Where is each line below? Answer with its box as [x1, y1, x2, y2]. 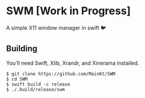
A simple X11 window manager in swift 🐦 [6, 24, 107, 31]
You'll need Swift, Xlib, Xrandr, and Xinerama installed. [6, 59, 140, 67]
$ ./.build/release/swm [6, 86, 65, 93]
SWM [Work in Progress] [6, 4, 131, 18]
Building [6, 43, 37, 54]
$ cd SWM [6, 76, 28, 82]
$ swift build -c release [6, 81, 70, 87]
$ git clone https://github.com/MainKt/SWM [6, 71, 116, 77]
